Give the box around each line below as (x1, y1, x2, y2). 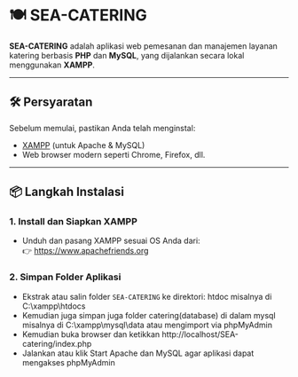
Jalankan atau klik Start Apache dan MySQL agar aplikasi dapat (21, 348, 255, 358)
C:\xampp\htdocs (21, 301, 86, 311)
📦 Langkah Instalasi (9, 185, 124, 200)
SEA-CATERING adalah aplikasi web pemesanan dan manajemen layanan (9, 40, 278, 51)
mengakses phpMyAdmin (21, 357, 115, 367)
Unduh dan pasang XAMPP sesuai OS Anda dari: (21, 235, 201, 247)
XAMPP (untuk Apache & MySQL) (21, 139, 145, 150)
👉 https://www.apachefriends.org (21, 246, 149, 256)
